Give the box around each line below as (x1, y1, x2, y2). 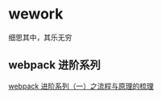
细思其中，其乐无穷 (8, 32, 73, 42)
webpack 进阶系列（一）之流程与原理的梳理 (8, 81, 155, 91)
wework (8, 5, 64, 23)
